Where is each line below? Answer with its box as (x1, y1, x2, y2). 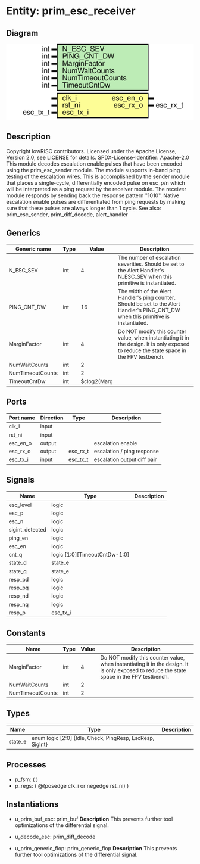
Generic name (15, 245, 52, 253)
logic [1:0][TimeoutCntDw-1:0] (51, 551, 130, 558)
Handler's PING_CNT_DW (118, 307, 180, 314)
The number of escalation (118, 254, 181, 262)
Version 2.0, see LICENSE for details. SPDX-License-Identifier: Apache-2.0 (6, 154, 189, 161)
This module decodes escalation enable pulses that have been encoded (6, 160, 183, 167)
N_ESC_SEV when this (118, 273, 173, 281)
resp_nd (8, 592, 29, 599)
